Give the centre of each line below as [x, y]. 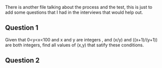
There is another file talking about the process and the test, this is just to [79, 7]
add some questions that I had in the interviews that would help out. [74, 12]
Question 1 [22, 28]
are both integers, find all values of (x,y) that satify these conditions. [75, 45]
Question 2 [22, 60]
